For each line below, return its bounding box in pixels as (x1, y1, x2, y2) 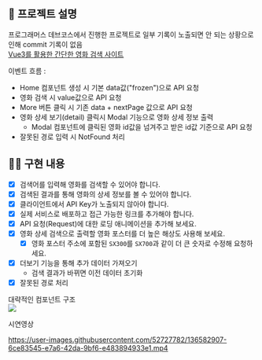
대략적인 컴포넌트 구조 (8, 295, 76, 304)
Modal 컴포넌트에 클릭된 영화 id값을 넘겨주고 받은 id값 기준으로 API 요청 (31, 122, 253, 131)
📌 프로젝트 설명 (8, 7, 77, 21)
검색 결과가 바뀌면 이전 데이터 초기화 (31, 268, 143, 277)
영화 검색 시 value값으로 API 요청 (19, 93, 122, 102)
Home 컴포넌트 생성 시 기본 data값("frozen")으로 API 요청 (19, 83, 199, 92)
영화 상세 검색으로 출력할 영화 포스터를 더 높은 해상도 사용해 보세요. (19, 229, 226, 238)
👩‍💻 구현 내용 (8, 157, 65, 171)
